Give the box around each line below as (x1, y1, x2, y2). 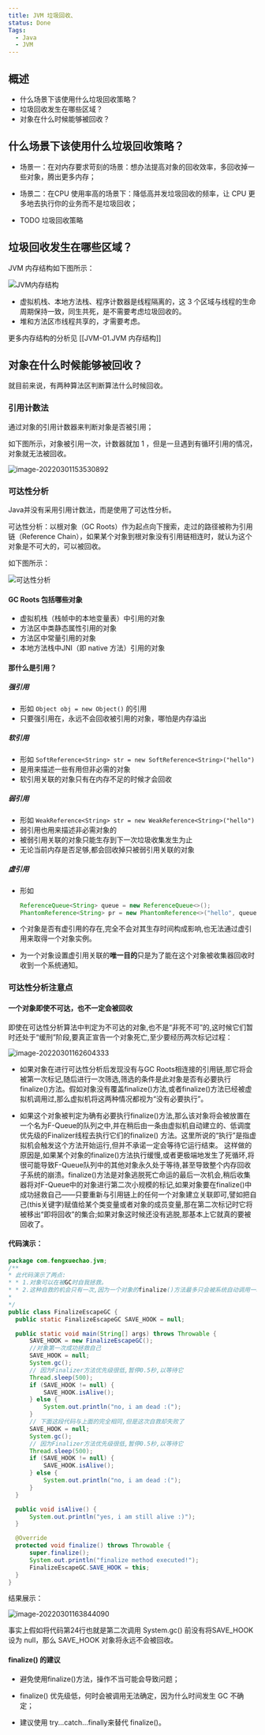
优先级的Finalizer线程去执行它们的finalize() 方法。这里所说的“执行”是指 (19, 1130, 250, 1140)
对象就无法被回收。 (8, 448, 71, 458)
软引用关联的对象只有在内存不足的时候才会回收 (19, 774, 172, 784)
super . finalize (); (28, 1549, 90, 1557)
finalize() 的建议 (8, 1655, 61, 1665)
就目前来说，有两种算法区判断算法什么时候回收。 (8, 380, 167, 391)
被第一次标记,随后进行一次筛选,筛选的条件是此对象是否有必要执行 (19, 1074, 231, 1084)
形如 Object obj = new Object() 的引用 (19, 703, 147, 713)
